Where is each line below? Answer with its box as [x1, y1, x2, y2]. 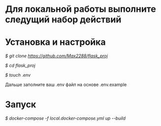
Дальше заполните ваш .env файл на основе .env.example [5, 82, 127, 87]
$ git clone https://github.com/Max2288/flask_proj [5, 53, 108, 59]
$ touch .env [5, 72, 31, 78]
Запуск [5, 99, 36, 110]
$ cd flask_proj [5, 63, 35, 69]
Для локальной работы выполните [5, 3, 156, 15]
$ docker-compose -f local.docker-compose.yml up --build [5, 115, 126, 122]
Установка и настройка [5, 37, 106, 48]
